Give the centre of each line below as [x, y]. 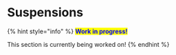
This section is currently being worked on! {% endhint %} [88, 44]
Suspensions [45, 13]
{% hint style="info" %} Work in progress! [67, 31]
